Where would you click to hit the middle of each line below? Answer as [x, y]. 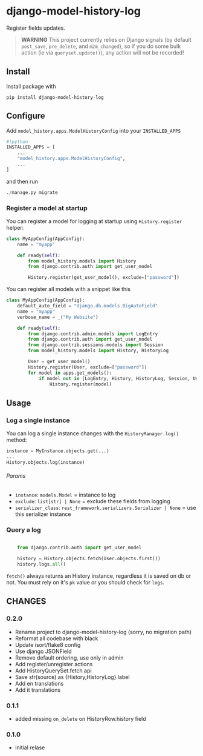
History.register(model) [81, 384]
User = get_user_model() [59, 362]
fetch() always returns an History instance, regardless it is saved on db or [99, 576]
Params [16, 476]
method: [17, 440]
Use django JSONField [43, 651]
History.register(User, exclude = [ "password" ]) [88, 367]
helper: [15, 227]
